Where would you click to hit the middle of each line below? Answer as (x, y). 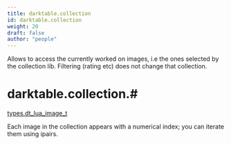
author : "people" (32, 39)
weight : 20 (23, 26)
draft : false (26, 33)
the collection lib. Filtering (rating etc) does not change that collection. (107, 66)
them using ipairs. (33, 134)
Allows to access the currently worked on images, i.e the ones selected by (113, 59)
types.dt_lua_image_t (37, 113)
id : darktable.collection (44, 20)
